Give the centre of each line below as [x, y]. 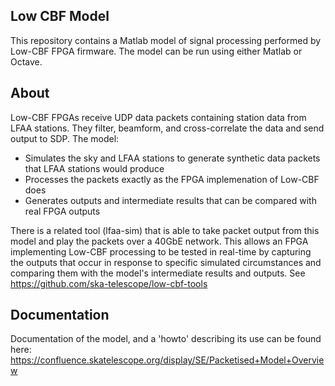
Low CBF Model [60, 16]
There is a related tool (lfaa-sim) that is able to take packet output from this [165, 230]
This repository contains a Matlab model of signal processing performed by [166, 40]
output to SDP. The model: [65, 138]
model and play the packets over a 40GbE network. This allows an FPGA [159, 241]
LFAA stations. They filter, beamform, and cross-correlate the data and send [167, 128]
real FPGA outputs [62, 211]
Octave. [26, 61]
